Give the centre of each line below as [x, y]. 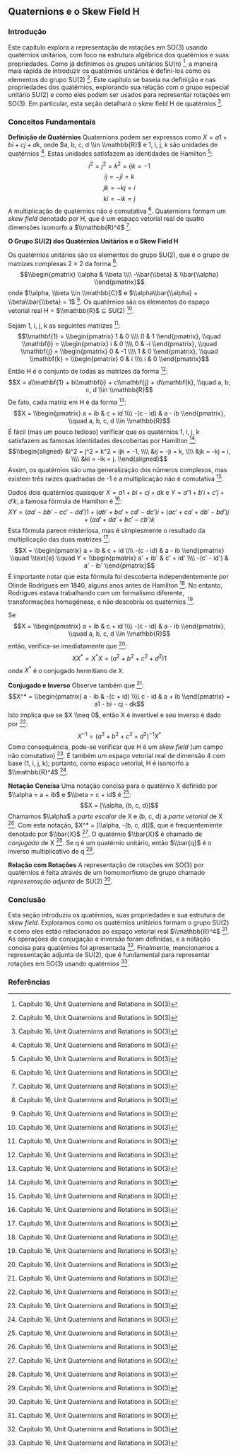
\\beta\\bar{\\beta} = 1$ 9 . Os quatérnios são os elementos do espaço [109, 301]
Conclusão [27, 900]
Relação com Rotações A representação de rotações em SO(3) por [106, 865]
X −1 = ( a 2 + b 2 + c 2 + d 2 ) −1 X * [119, 735]
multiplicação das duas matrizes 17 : [59, 539]
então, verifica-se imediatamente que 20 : [68, 646]
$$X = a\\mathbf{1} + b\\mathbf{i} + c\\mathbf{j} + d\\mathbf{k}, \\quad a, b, [119, 382]
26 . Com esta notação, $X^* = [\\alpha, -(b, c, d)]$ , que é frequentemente [115, 825]
